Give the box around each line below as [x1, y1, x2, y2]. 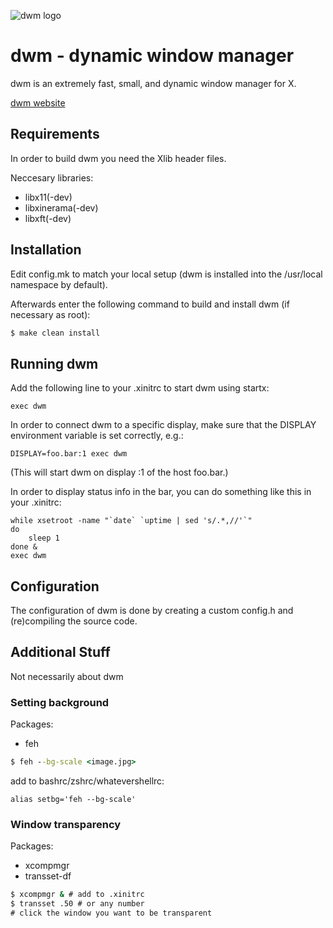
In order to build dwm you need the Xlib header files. [10, 152, 227, 164]
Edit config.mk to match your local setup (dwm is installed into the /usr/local [10, 268, 323, 280]
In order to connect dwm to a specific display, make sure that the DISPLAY [10, 419, 317, 431]
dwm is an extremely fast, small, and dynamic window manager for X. [10, 77, 297, 89]
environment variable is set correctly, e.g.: [10, 430, 184, 442]
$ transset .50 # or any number [10, 899, 145, 909]
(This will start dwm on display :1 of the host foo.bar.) [10, 466, 229, 479]
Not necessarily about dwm [10, 670, 124, 682]
